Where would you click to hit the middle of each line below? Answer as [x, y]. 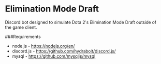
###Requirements [23, 37]
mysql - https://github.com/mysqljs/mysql [54, 56]
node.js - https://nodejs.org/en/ [43, 46]
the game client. [21, 27]
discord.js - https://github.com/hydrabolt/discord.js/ [64, 51]
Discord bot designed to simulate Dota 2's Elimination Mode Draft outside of [81, 22]
